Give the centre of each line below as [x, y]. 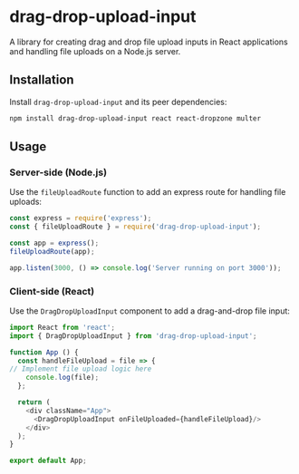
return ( [34, 402]
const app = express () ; [54, 243]
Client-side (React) [52, 291]
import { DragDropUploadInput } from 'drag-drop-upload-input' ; [133, 336]
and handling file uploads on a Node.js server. [95, 51]
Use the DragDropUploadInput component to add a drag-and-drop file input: [149, 311]
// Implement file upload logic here [81, 369]
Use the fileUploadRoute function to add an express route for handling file [148, 192]
